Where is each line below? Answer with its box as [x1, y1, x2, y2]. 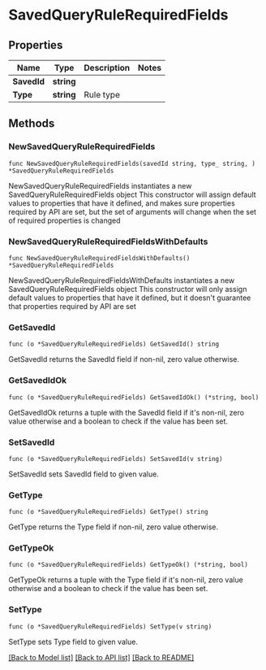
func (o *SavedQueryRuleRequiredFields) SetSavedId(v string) [8, 455, 223, 463]
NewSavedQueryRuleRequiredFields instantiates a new [8, 181, 192, 190]
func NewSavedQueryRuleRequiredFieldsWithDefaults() [8, 254, 191, 262]
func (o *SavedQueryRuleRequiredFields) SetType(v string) [8, 622, 212, 631]
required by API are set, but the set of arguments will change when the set [8, 207, 257, 216]
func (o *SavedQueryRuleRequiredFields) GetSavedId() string [8, 340, 220, 349]
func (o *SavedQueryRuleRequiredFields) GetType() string [8, 508, 208, 516]
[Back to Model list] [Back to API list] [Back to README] [8, 652, 195, 662]
